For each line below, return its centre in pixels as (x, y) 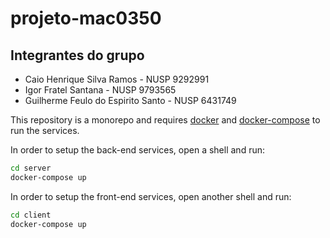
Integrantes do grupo (77, 55)
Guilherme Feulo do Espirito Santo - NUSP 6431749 (130, 100)
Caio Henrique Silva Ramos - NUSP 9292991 (117, 79)
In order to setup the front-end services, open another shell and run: (151, 196)
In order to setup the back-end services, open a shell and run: (137, 150)
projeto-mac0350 (86, 18)
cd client (31, 215)
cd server (31, 168)
